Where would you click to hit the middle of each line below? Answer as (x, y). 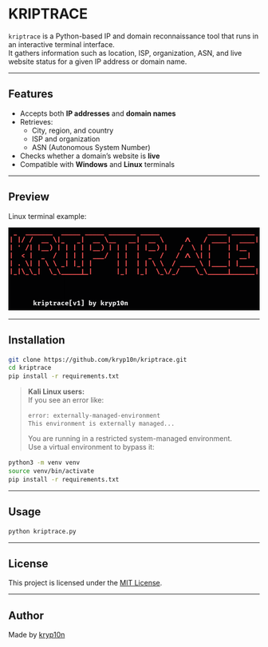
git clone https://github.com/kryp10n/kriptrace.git (98, 359)
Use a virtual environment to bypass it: (91, 447)
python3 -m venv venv (44, 463)
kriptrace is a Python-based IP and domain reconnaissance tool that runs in (134, 36)
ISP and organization (66, 139)
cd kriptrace (30, 368)
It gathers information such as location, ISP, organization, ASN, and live (125, 53)
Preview (29, 197)
